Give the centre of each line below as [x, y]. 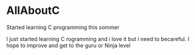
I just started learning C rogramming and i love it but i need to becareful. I [98, 39]
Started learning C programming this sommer [63, 27]
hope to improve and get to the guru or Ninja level [68, 45]
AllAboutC [33, 11]
